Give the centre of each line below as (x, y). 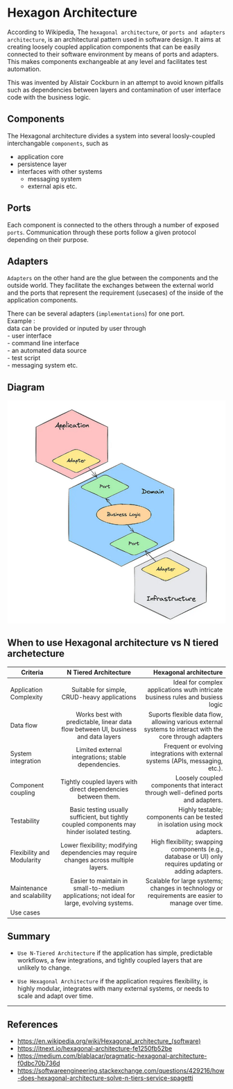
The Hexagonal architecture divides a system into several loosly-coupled (111, 136)
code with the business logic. (49, 97)
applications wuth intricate (185, 690)
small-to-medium (99, 888)
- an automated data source (47, 351)
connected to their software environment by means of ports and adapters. (113, 54)
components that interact (187, 785)
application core (40, 156)
